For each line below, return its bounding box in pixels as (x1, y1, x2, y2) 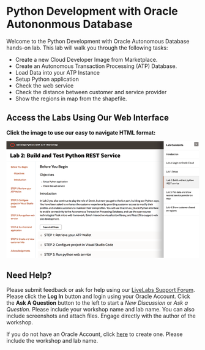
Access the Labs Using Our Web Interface (6, 113, 170, 123)
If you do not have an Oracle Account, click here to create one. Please (6, 330, 183, 338)
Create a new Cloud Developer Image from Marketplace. (15, 56, 158, 63)
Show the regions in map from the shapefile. (15, 95, 127, 102)
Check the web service (15, 81, 74, 89)
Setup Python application (15, 75, 80, 83)
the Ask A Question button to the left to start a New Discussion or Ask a (6, 299, 188, 307)
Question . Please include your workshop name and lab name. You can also (6, 306, 195, 313)
